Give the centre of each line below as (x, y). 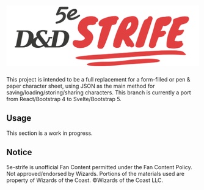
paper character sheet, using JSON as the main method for (81, 86)
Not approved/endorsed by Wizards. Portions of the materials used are (96, 173)
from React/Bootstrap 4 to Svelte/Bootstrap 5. (64, 99)
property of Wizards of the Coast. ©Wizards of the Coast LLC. (85, 180)
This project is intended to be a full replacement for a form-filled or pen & (98, 80)
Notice (19, 152)
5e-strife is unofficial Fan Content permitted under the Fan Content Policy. (99, 167)
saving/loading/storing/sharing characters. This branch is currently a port (99, 93)
